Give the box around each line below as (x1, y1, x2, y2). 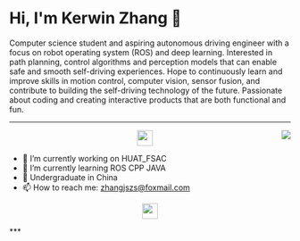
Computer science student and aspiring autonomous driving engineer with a (9, 37, 290, 48)
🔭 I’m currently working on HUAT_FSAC (21, 153, 167, 163)
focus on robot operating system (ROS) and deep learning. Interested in (9, 46, 273, 57)
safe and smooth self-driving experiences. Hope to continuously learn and (9, 66, 283, 77)
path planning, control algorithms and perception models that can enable (9, 56, 278, 67)
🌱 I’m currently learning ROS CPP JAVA (21, 162, 167, 173)
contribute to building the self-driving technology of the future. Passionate (9, 85, 283, 96)
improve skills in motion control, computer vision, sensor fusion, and (9, 75, 261, 86)
